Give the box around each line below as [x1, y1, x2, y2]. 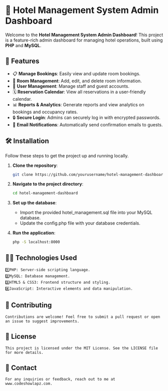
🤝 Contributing [5, 301, 52, 310]
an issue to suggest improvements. [5, 318, 80, 324]
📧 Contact [5, 363, 37, 372]
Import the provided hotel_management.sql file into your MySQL [20, 210, 153, 216]
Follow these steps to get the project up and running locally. [5, 152, 129, 158]
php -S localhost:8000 [12, 240, 60, 245]
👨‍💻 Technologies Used [5, 253, 77, 262]
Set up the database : [12, 200, 57, 206]
